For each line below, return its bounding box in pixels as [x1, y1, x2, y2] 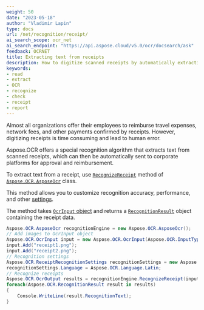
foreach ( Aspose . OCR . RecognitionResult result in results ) [6, 281, 156, 288]
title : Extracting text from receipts [6, 54, 104, 60]
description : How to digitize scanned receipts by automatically [6, 59, 175, 66]
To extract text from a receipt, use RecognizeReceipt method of [6, 170, 164, 178]
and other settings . [6, 195, 53, 203]
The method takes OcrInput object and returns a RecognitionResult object [6, 207, 192, 214]
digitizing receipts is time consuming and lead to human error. [6, 134, 161, 141]
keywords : [6, 65, 32, 72]
